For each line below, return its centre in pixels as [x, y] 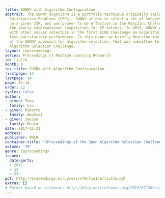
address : [14, 133]
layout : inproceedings [28, 51]
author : [13, 96]
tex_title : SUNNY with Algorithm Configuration [55, 69]
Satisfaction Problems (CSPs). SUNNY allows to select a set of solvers [85, 19]
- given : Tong [20, 101]
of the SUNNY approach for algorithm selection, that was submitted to [84, 42]
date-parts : [22, 160]
